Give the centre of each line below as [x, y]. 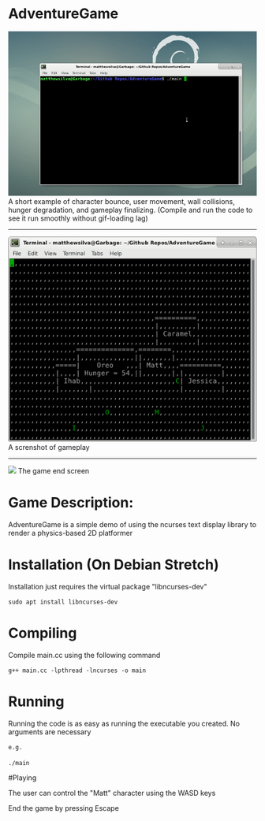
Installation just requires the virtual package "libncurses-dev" [108, 587]
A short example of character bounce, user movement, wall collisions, [121, 202]
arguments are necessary [50, 732]
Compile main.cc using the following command [84, 656]
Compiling [43, 633]
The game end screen [54, 471]
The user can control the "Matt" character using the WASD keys [112, 793]
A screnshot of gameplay [49, 448]
